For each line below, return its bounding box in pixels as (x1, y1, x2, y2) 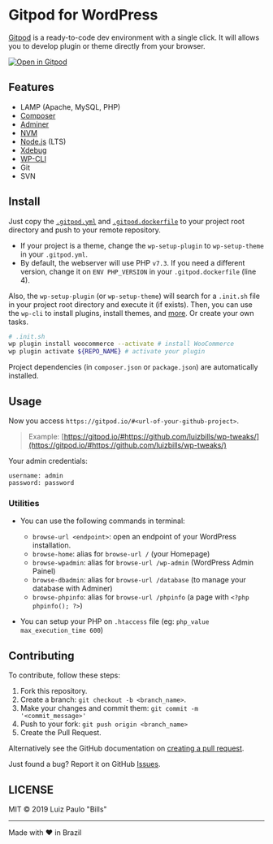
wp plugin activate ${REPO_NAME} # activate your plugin (8, 348, 206, 356)
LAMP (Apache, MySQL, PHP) (19, 102, 121, 111)
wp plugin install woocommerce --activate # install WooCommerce (8, 340, 234, 348)
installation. (32, 540, 71, 550)
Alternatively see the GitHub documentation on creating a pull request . (8, 743, 245, 753)
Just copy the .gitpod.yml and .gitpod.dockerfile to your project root (8, 216, 245, 226)
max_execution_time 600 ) (19, 625, 104, 635)
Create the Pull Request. (19, 728, 102, 738)
